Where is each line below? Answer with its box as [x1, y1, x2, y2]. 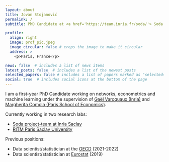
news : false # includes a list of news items [5, 63, 105, 68]
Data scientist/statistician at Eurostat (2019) [12, 151, 103, 157]
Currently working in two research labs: [5, 111, 87, 117]
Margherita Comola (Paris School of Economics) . [5, 102, 107, 107]
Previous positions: [5, 136, 45, 142]
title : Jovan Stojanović [5, 12, 57, 17]
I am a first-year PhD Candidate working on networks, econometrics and [5, 91, 156, 97]
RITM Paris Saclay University [12, 126, 73, 132]
